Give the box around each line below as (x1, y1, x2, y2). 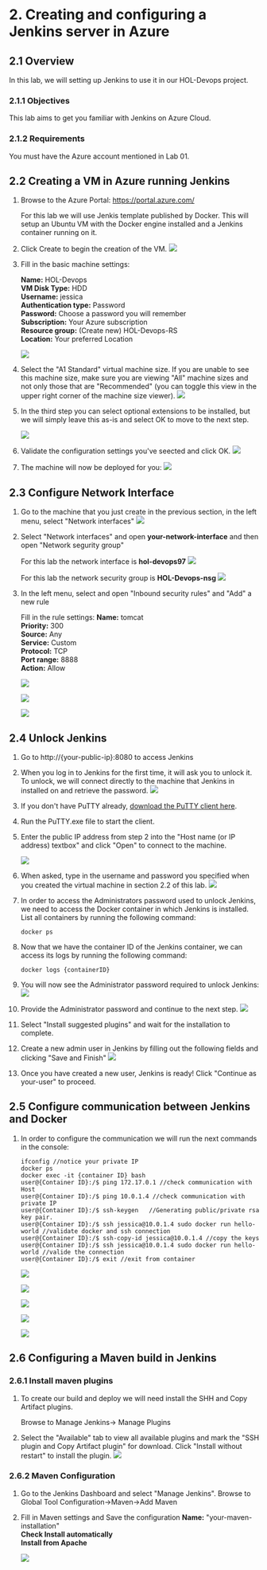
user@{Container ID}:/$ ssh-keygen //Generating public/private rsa (20, 1206, 260, 1214)
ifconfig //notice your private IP (20, 1157, 139, 1165)
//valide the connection (41, 1248, 125, 1256)
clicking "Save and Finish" (20, 1053, 106, 1063)
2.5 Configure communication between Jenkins (9, 1100, 251, 1114)
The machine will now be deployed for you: (20, 463, 162, 472)
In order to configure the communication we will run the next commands (20, 1133, 257, 1143)
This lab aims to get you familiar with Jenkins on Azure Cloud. (9, 113, 211, 123)
